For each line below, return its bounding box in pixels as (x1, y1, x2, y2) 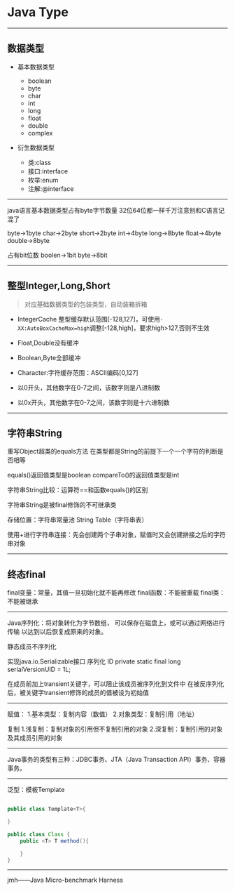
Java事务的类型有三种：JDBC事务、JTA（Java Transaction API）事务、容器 (7, 755, 226, 764)
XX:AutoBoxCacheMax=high (17, 324, 90, 332)
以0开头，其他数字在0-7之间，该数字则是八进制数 (17, 383, 161, 392)
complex (27, 128, 53, 137)
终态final (7, 568, 46, 580)
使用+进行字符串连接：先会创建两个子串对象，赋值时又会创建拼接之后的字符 (7, 531, 226, 539)
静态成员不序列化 (7, 642, 57, 651)
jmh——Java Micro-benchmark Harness (7, 876, 124, 885)
